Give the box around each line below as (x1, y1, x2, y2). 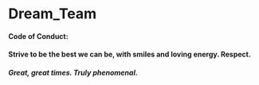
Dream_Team (8, 5, 97, 23)
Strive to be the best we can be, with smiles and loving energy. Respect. (8, 49, 251, 60)
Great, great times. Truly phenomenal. (8, 68, 138, 77)
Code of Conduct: (8, 31, 69, 41)
